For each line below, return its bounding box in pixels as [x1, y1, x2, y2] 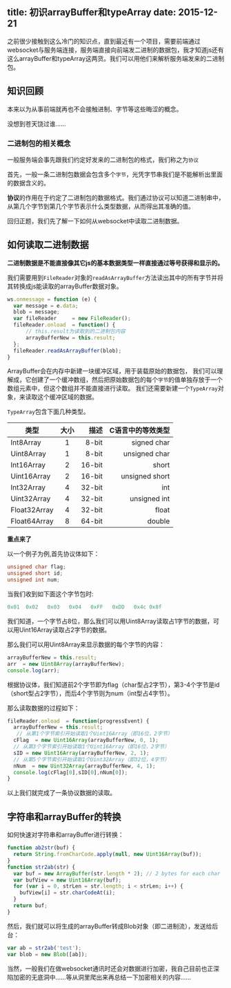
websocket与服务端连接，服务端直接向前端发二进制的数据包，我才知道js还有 [7, 46, 224, 54]
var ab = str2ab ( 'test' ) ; [7, 944, 81, 951]
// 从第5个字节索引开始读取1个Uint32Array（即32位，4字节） [13, 756, 170, 763]
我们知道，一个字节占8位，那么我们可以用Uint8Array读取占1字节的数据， [7, 617, 214, 625]
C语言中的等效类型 [109, 426, 170, 436]
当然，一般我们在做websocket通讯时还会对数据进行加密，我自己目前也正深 [7, 964, 219, 973]
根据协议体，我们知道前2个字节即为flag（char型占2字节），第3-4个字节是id [7, 680, 220, 689]
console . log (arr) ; [7, 667, 60, 674]
